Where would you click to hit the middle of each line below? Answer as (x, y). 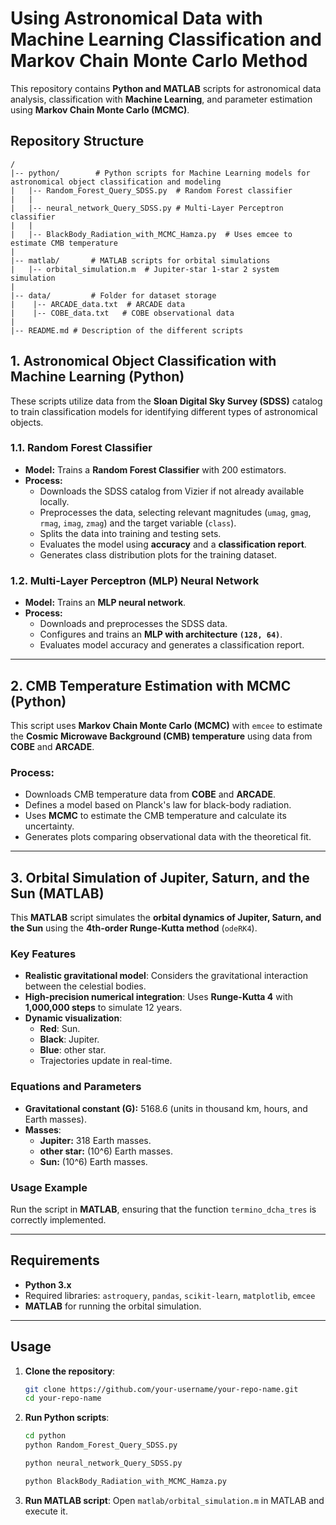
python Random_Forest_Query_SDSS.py (101, 1445)
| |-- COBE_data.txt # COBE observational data (122, 313)
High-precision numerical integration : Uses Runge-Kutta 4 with (158, 997)
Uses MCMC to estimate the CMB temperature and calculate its (155, 816)
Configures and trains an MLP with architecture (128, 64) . (161, 634)
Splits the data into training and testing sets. (130, 533)
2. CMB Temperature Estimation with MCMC (151, 685)
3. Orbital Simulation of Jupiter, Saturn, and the (160, 877)
